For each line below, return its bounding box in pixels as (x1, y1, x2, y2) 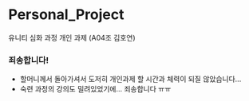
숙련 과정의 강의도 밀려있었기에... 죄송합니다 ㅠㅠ (19, 84, 172, 94)
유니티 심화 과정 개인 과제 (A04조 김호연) (8, 33, 136, 42)
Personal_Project (8, 6, 125, 24)
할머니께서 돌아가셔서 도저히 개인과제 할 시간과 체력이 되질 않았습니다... (19, 74, 242, 84)
